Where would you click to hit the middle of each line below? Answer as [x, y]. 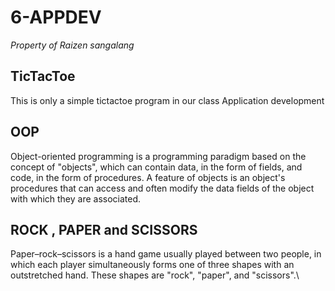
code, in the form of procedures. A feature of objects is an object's [148, 177]
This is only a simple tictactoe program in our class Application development [167, 100]
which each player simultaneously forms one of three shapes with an [152, 265]
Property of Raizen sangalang [72, 45]
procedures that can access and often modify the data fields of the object [162, 188]
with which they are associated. [76, 198]
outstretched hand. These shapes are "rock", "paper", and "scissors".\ [155, 275]
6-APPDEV [56, 17]
